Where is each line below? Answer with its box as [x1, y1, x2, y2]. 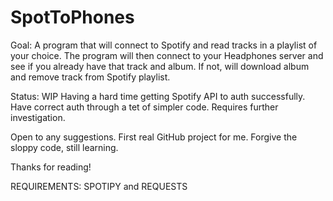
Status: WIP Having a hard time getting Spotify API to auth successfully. [10, 90, 306, 102]
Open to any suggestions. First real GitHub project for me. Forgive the [10, 131, 298, 143]
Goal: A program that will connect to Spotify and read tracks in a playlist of [10, 39, 318, 51]
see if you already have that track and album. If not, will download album [10, 60, 310, 72]
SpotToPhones [10, 6, 135, 29]
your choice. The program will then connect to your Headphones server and [10, 49, 324, 61]
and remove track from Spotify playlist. [10, 71, 171, 83]
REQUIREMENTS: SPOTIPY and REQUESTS [10, 180, 188, 192]
